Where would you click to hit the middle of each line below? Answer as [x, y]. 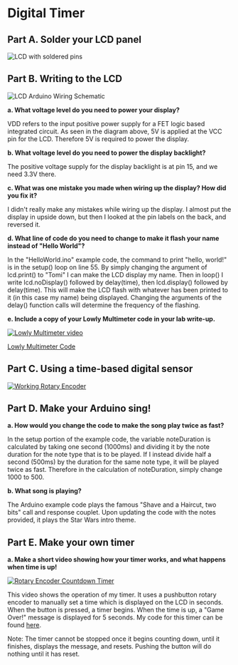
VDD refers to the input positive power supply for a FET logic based [106, 123]
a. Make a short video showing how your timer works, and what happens [117, 560]
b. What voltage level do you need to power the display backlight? [107, 153]
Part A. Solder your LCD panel [75, 40]
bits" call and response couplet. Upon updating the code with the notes [112, 512]
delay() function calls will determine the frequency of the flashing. [104, 305]
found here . [24, 625]
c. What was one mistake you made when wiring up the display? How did [117, 187]
